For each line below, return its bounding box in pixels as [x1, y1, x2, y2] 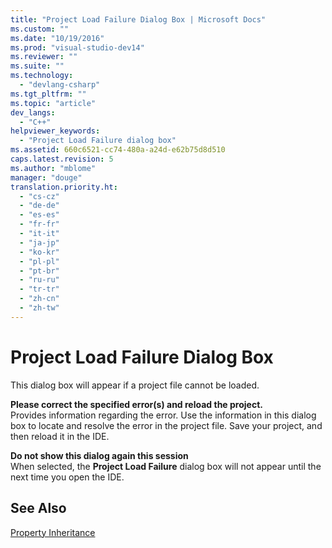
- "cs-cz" [19, 191, 60, 201]
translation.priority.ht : [10, 182, 118, 192]
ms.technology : [10, 71, 74, 81]
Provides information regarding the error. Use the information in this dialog [10, 409, 317, 421]
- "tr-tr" [19, 284, 60, 295]
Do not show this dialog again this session [10, 449, 189, 461]
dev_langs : [10, 107, 56, 118]
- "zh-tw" [19, 303, 60, 313]
